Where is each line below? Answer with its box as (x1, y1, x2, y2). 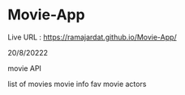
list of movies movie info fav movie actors (7, 79, 147, 89)
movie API (7, 63, 42, 73)
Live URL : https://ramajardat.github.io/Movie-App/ (7, 32, 177, 42)
